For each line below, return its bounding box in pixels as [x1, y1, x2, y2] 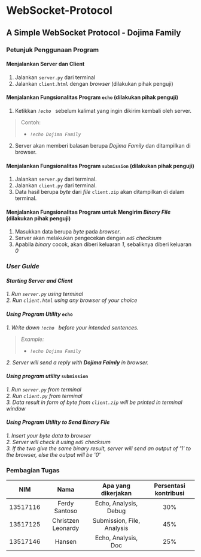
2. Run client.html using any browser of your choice [6, 297, 138, 304]
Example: [20, 336, 44, 343]
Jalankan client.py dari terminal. [14, 182, 97, 189]
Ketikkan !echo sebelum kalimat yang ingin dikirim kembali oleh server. [14, 107, 192, 114]
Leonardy [52, 524, 80, 532]
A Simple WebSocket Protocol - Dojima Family [6, 28, 181, 38]
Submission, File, [92, 517, 141, 525]
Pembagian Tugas [6, 466, 60, 474]
